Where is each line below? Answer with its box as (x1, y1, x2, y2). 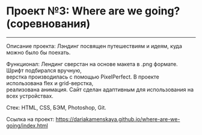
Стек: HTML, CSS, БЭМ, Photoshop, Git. (6, 104, 106, 111)
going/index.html (6, 122, 48, 129)
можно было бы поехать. (6, 49, 71, 56)
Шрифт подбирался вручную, (6, 67, 82, 74)
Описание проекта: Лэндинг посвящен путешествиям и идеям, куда (6, 42, 182, 49)
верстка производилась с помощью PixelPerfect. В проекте (6, 73, 159, 80)
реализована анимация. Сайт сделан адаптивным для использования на (6, 86, 194, 93)
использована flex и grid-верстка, (6, 79, 94, 86)
